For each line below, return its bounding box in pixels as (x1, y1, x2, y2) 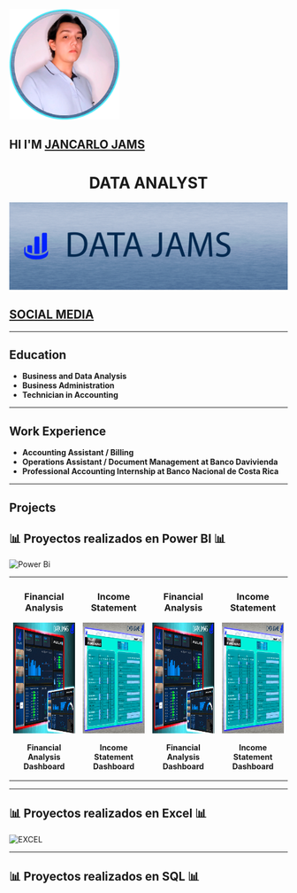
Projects (9, 500, 57, 515)
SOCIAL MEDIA (9, 307, 95, 322)
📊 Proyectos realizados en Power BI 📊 (9, 532, 226, 547)
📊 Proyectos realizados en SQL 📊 (9, 869, 201, 884)
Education (9, 347, 67, 362)
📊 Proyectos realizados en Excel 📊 (9, 806, 208, 821)
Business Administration (21, 380, 115, 391)
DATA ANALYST (88, 173, 209, 193)
